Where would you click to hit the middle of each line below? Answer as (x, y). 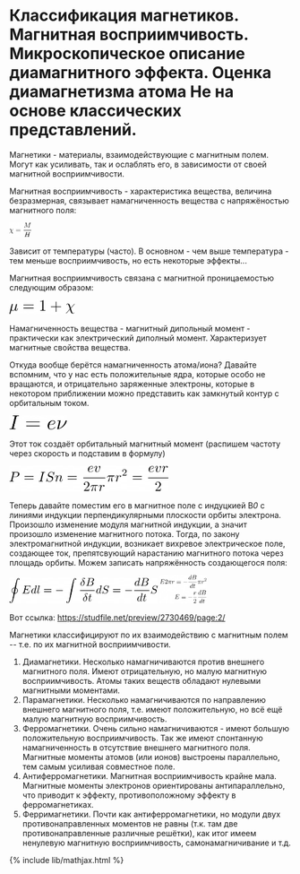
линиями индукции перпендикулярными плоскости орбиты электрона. (146, 515)
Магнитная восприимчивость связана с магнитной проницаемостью (142, 278)
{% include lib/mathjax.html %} (67, 860)
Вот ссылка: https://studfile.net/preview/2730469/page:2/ (117, 617)
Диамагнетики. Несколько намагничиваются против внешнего (143, 662)
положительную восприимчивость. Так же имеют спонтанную (142, 738)
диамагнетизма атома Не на (122, 92)
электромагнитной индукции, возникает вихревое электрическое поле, (147, 543)
